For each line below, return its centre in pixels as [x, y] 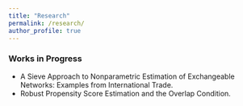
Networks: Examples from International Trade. [96, 84]
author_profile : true [45, 31]
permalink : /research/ [46, 23]
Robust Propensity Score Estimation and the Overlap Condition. [126, 93]
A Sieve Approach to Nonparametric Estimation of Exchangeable [128, 76]
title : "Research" [39, 16]
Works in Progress [45, 59]
